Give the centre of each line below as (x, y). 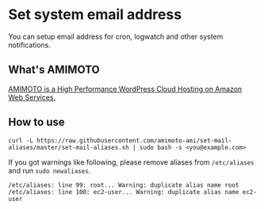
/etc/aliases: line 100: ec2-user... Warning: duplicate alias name (124, 192)
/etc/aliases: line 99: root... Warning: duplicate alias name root (124, 185)
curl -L (21, 140)
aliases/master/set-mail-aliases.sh (69, 147)
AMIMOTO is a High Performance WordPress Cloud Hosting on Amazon (125, 89)
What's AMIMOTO (54, 70)
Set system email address (95, 15)
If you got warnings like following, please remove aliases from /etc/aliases (132, 162)
